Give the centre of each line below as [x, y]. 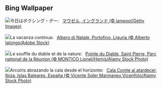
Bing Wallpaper [29, 8]
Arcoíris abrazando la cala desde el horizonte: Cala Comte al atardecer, [83, 70]
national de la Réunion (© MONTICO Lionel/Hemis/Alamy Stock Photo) [77, 59]
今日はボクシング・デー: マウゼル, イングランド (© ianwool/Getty [77, 21]
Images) [14, 26]
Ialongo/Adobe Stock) [27, 43]
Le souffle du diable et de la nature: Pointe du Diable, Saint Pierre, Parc [83, 53]
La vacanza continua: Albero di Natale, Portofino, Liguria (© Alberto [80, 37]
